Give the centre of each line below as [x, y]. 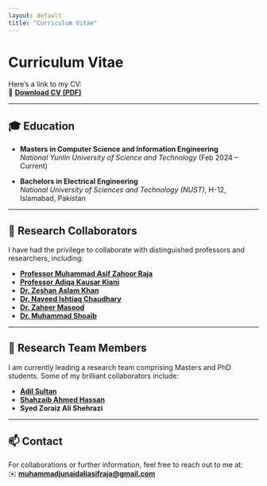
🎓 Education [42, 126]
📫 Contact [36, 442]
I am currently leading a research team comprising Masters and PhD [120, 367]
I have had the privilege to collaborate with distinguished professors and [126, 250]
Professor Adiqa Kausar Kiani [70, 282]
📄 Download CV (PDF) [45, 93]
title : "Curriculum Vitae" [53, 23]
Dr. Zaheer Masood [52, 307]
